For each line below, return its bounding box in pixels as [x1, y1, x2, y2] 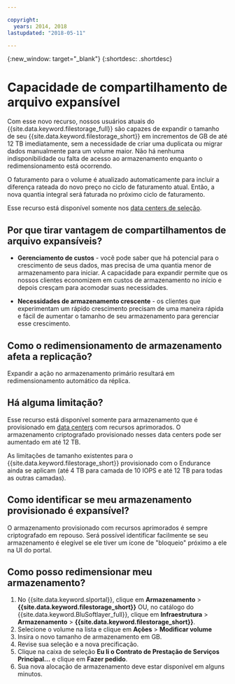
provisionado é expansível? [7, 505, 129, 517]
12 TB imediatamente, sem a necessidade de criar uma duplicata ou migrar [7, 139, 222, 148]
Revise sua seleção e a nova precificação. [17, 640, 139, 648]
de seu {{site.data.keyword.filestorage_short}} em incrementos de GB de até [7, 132, 228, 141]
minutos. [17, 670, 43, 678]
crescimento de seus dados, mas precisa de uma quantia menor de [17, 261, 212, 270]
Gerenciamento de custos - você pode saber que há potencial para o [17, 253, 219, 263]
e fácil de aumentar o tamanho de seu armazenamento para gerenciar [17, 312, 220, 321]
